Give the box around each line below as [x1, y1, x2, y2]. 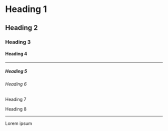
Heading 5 [5, 68, 27, 74]
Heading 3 [5, 38, 31, 45]
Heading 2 [5, 23, 38, 32]
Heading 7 [5, 96, 26, 102]
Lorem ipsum [5, 120, 32, 126]
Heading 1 [5, 3, 47, 15]
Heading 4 [5, 51, 27, 57]
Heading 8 [5, 106, 26, 112]
